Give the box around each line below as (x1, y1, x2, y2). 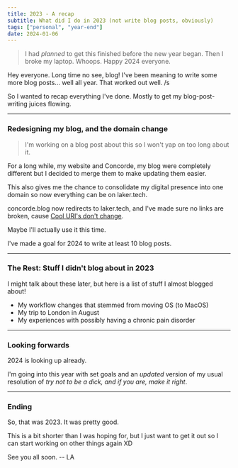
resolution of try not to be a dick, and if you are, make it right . (7, 377, 188, 386)
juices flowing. (29, 100, 72, 108)
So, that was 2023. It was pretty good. (7, 418, 119, 426)
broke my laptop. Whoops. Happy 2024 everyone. (24, 57, 171, 66)
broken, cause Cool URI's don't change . (7, 211, 124, 220)
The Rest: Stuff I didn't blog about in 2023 (7, 263, 154, 273)
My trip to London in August (17, 308, 100, 316)
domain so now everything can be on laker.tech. (7, 190, 148, 199)
